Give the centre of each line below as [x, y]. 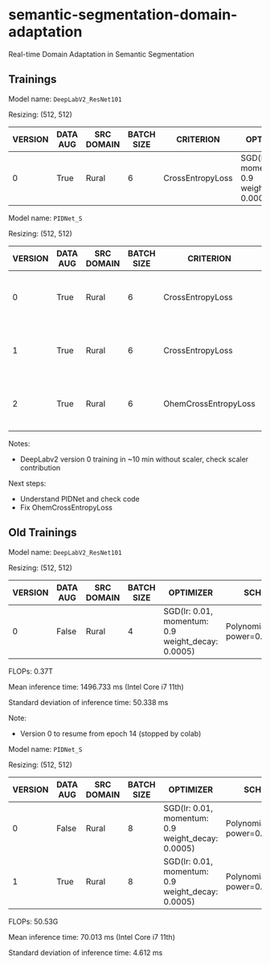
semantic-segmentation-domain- [123, 15]
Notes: [19, 443]
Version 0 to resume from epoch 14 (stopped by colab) [110, 733]
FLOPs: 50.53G [33, 921]
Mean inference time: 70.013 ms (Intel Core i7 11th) [92, 937]
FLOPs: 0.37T [31, 671]
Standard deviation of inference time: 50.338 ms [88, 702]
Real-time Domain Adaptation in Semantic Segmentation [101, 54]
